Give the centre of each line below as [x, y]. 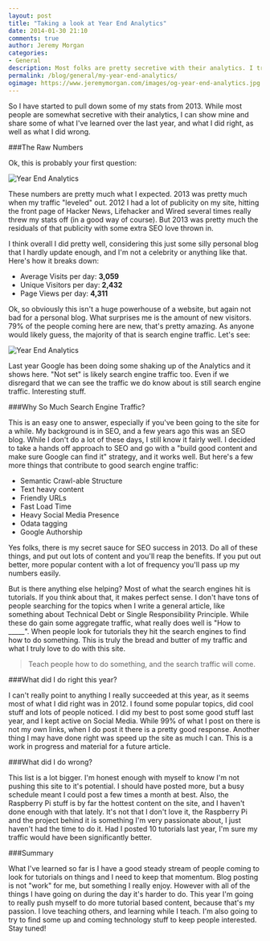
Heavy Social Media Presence [70, 514]
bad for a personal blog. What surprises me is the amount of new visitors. [130, 317]
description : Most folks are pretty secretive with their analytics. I [131, 68]
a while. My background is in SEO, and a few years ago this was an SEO [127, 431]
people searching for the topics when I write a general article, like [117, 606]
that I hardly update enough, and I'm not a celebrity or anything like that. [128, 252]
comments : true [34, 38]
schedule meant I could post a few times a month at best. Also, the [119, 794]
